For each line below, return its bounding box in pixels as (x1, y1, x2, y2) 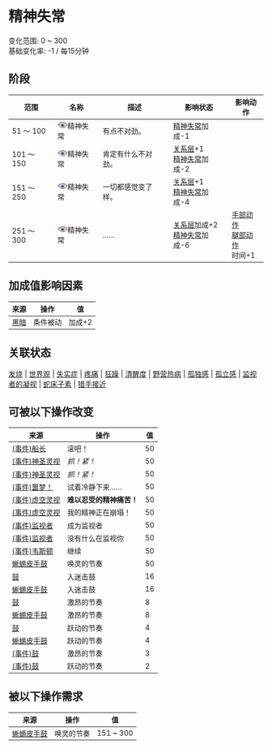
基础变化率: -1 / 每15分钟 (8, 45, 90, 55)
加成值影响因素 (8, 279, 83, 293)
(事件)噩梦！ (11, 482, 53, 492)
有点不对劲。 (102, 126, 146, 136)
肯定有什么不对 (102, 149, 153, 158)
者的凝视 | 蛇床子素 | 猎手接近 (8, 379, 107, 389)
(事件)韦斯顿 (11, 546, 53, 556)
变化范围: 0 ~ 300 (8, 36, 68, 45)
